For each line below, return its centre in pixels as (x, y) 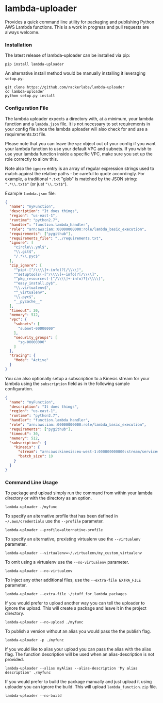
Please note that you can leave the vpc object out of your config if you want (81, 143)
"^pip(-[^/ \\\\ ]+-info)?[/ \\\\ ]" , (49, 270)
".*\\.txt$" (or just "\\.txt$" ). (36, 184)
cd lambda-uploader (25, 92)
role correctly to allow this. (32, 159)
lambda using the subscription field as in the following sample (67, 384)
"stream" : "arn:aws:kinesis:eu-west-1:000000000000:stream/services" (90, 452)
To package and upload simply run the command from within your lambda (79, 493)
